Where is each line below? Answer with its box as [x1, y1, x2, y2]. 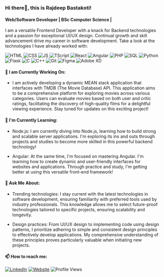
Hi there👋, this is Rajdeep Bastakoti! [5, 4, 92, 11]
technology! [12, 144, 37, 150]
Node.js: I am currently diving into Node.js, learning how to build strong [12, 128, 156, 134]
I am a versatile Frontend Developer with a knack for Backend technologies [5, 27, 157, 33]
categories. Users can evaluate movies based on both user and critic [12, 96, 151, 101]
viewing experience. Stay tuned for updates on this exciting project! [12, 106, 149, 112]
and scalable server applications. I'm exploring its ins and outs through [12, 133, 155, 139]
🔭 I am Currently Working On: [5, 69, 66, 75]
